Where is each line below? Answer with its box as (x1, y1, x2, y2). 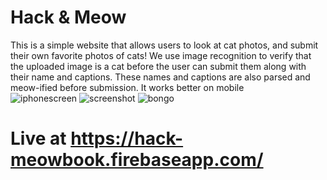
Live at (10, 127, 67, 150)
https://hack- (70, 127, 184, 150)
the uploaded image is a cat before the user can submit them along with (10, 60, 307, 72)
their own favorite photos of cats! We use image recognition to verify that (10, 49, 312, 61)
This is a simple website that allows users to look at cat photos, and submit (10, 39, 319, 51)
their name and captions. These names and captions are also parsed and (10, 71, 311, 83)
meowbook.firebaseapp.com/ (10, 149, 264, 171)
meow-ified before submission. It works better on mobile (10, 81, 245, 93)
